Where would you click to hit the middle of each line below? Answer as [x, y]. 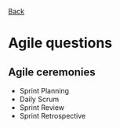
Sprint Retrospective [53, 116]
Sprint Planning [44, 91]
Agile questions [60, 43]
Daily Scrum [39, 99]
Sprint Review [42, 108]
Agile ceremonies [52, 72]
